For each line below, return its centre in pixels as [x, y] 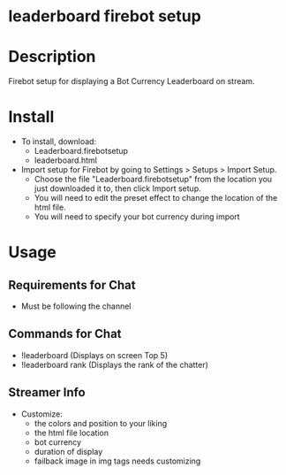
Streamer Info [47, 392]
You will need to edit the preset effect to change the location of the [156, 198]
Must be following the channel [76, 306]
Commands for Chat [65, 334]
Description [52, 57]
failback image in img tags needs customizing [117, 461]
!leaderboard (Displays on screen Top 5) [94, 355]
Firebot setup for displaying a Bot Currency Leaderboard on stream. [132, 81]
